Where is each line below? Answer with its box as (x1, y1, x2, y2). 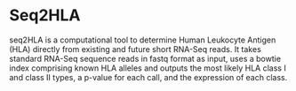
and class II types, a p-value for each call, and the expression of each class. (9, 72, 288, 82)
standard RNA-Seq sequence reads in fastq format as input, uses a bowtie (9, 53, 282, 64)
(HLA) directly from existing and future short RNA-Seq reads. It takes (9, 43, 262, 54)
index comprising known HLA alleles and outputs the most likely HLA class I (9, 63, 286, 73)
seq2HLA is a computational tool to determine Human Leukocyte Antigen (9, 34, 276, 45)
